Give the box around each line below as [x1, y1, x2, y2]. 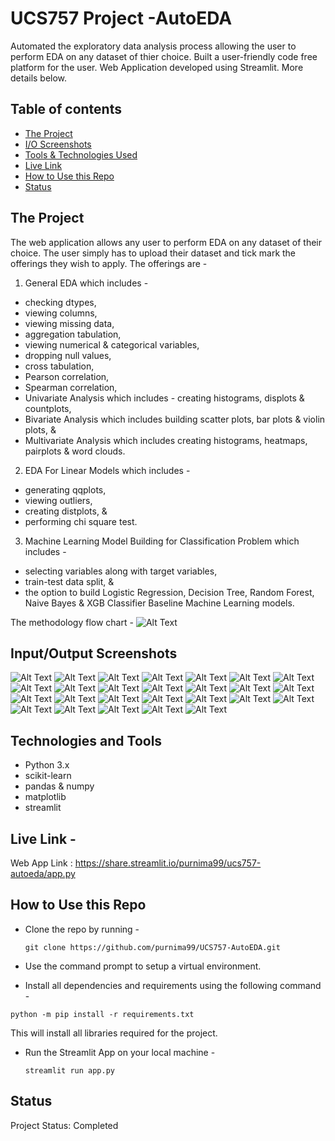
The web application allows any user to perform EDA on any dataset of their [10, 236, 323, 248]
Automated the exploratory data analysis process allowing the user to [10, 40, 297, 52]
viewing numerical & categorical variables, [24, 338, 200, 351]
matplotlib [24, 791, 67, 803]
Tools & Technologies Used [24, 148, 138, 161]
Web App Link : [10, 857, 73, 869]
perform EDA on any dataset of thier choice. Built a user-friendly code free [10, 50, 318, 62]
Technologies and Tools [10, 732, 163, 749]
